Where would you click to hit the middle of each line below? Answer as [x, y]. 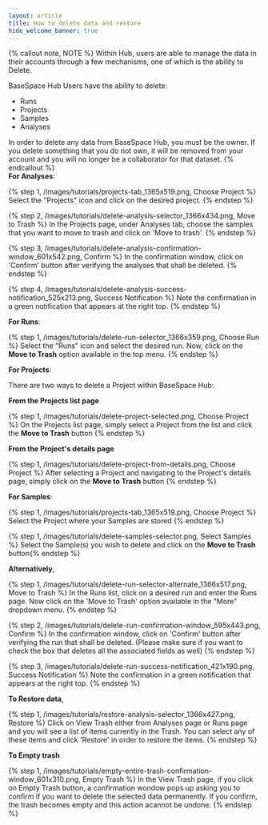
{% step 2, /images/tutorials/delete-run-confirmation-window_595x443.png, [134, 626]
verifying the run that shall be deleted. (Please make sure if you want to [126, 643]
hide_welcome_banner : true [53, 30]
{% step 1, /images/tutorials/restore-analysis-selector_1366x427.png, [122, 715]
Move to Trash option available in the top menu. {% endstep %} [114, 354]
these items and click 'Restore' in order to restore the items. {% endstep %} [133, 740]
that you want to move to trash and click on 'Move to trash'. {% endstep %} [132, 233]
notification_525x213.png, [51, 298]
